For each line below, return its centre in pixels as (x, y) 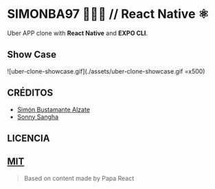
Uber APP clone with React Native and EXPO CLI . (78, 33)
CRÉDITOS (30, 93)
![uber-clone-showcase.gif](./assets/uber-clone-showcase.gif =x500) (106, 71)
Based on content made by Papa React (79, 178)
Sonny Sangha (38, 117)
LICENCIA (29, 138)
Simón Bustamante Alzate (54, 109)
